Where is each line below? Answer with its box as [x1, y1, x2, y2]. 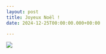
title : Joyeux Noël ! [6, 14, 60, 20]
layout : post [6, 8, 39, 15]
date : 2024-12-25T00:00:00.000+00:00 [6, 20, 101, 26]
